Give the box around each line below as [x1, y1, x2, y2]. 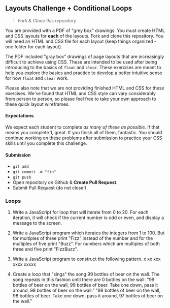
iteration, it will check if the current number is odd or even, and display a [12, 214, 164, 221]
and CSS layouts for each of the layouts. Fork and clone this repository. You [5, 33, 164, 39]
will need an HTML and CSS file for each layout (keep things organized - [5, 38, 157, 44]
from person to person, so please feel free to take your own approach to [5, 96, 156, 102]
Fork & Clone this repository [17, 17, 77, 23]
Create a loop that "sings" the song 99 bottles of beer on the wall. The [12, 271, 160, 277]
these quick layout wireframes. [5, 101, 70, 107]
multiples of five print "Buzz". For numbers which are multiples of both [12, 240, 160, 247]
